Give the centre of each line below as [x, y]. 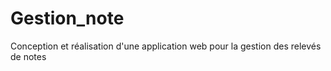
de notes [28, 56]
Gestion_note [67, 18]
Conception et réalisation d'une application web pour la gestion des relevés [166, 46]
